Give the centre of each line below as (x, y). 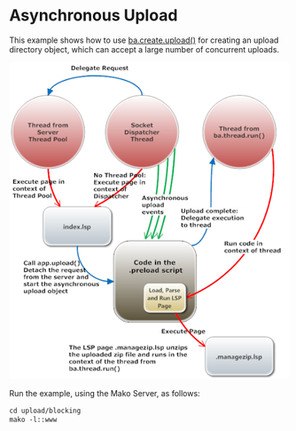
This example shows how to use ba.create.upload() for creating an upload (144, 40)
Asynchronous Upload (93, 16)
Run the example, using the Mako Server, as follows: (105, 393)
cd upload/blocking (45, 411)
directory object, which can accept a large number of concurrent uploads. (144, 49)
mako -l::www (33, 419)
